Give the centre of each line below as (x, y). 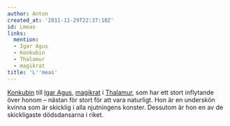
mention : (26, 40)
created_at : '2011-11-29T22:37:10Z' (60, 20)
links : (17, 33)
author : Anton (28, 14)
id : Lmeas (22, 27)
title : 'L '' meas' (33, 72)
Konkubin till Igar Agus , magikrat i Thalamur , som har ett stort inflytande (111, 92)
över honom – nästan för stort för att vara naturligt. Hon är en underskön (111, 99)
